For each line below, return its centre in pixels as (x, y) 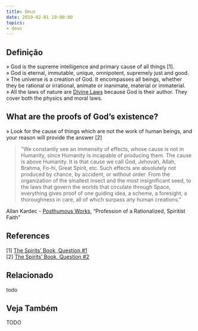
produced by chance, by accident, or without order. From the (95, 174)
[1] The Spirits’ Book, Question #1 (47, 250)
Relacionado (30, 275)
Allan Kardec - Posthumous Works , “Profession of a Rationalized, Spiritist (96, 211)
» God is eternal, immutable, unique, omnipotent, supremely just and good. (98, 73)
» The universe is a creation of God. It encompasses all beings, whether (94, 79)
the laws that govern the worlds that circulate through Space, (96, 187)
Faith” (13, 217)
